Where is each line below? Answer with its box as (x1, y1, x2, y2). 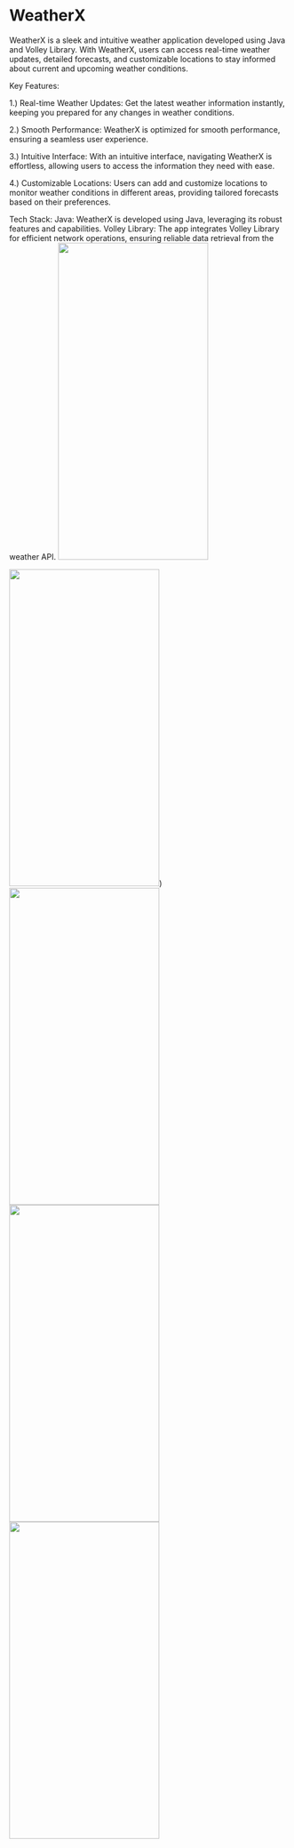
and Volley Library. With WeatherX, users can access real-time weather (9, 44, 271, 54)
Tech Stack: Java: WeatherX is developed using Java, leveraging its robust (9, 214, 282, 224)
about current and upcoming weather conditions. (9, 63, 188, 74)
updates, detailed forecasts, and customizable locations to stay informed (9, 53, 276, 64)
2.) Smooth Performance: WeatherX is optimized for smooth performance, (9, 124, 281, 134)
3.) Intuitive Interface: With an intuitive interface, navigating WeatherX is (9, 150, 273, 161)
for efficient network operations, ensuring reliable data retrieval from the (9, 232, 274, 243)
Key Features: (9, 80, 60, 91)
